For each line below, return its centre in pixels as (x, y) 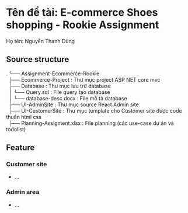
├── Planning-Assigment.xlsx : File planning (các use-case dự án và (91, 123)
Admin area (23, 192)
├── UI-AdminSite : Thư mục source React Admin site (74, 104)
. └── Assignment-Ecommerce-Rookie (53, 74)
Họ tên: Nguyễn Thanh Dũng (40, 41)
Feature (20, 148)
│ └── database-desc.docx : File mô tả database (68, 98)
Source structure (38, 59)
